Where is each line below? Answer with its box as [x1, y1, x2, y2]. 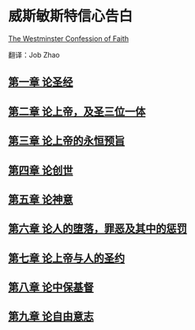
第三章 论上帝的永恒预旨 [8, 134, 125, 148]
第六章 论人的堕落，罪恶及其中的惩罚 [8, 222, 187, 235]
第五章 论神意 [8, 193, 73, 206]
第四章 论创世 [8, 163, 73, 177]
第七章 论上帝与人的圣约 [8, 251, 125, 264]
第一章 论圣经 [8, 76, 73, 89]
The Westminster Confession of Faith [8, 33, 129, 43]
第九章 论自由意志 [8, 309, 94, 324]
